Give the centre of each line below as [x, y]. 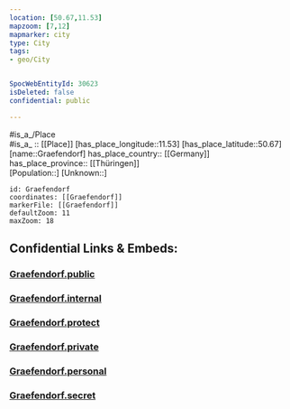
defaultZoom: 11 [40, 213]
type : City [30, 43]
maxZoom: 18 [32, 221]
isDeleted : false [42, 92]
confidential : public [50, 100]
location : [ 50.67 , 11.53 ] [56, 18]
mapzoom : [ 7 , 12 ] [40, 26]
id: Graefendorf [40, 189]
